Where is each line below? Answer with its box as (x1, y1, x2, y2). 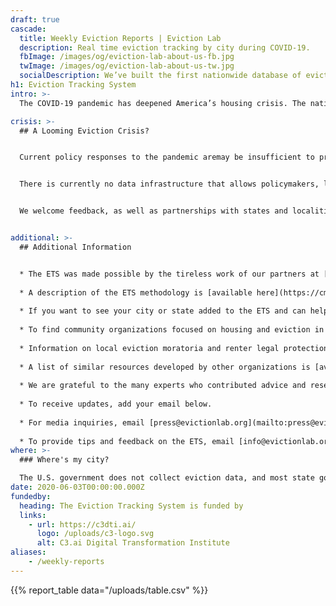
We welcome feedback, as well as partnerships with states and (19, 206, 288, 216)
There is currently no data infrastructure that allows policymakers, (19, 179, 320, 190)
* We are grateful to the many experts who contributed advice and (19, 381, 307, 391)
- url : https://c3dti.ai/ (28, 519, 137, 530)
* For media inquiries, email (19, 417, 145, 428)
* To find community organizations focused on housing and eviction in (19, 325, 325, 335)
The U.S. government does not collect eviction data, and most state (19, 473, 315, 483)
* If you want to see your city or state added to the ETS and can (19, 306, 307, 316)
